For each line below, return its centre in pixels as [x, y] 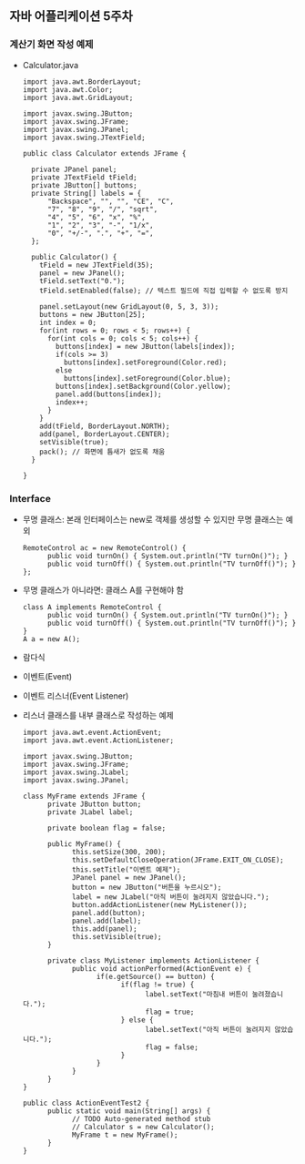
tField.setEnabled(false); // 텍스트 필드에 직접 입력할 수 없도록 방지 [164, 291]
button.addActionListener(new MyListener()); [159, 904]
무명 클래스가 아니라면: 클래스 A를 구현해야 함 [103, 589]
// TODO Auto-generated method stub [141, 1118]
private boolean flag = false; [107, 828]
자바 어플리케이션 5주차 [71, 16]
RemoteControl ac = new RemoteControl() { [104, 548]
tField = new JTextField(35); [97, 265]
